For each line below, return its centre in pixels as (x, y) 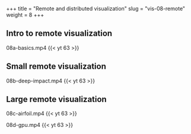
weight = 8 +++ (25, 15)
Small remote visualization (56, 67)
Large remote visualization (56, 99)
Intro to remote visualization (59, 33)
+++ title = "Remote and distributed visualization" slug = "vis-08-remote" (96, 9)
